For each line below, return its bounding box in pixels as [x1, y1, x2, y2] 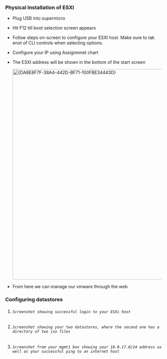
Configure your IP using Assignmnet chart [12, 49, 98, 56]
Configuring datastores [5, 296, 63, 303]
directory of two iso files [12, 329, 71, 334]
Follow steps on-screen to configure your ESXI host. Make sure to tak [12, 34, 155, 41]
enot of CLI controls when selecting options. [12, 40, 103, 46]
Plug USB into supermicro [12, 15, 66, 21]
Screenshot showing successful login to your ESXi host [12, 309, 131, 314]
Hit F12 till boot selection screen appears [12, 25, 96, 31]
